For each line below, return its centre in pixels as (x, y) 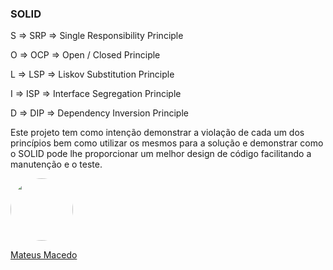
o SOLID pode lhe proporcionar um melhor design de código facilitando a (161, 154)
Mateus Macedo (44, 255)
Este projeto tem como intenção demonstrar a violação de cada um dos (157, 133)
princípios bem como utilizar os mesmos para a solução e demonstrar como (167, 143)
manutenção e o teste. (56, 164)
